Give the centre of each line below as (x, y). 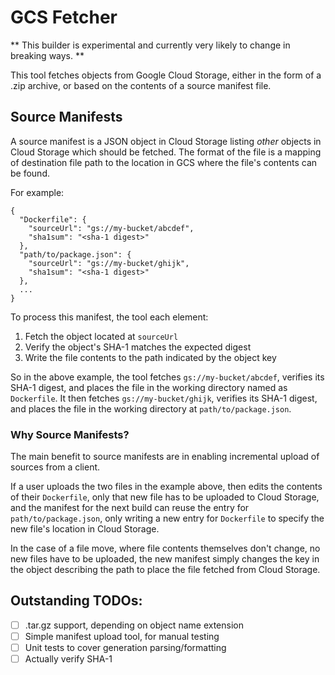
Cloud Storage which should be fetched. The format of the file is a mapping (166, 152)
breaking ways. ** (47, 55)
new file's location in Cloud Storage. (85, 529)
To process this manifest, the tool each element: (109, 317)
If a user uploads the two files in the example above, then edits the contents (166, 487)
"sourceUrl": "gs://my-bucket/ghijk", (109, 263)
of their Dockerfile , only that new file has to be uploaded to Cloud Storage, (165, 497)
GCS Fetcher (64, 17)
